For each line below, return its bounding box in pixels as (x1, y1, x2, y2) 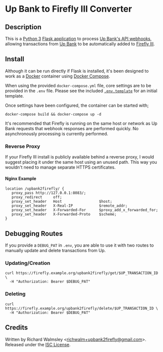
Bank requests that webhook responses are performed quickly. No (5, 125, 139, 131)
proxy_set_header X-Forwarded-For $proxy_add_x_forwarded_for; (11, 208, 159, 213)
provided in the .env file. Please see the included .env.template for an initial (5, 88, 158, 94)
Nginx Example (5, 176, 37, 181)
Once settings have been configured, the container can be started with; (5, 102, 149, 108)
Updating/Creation (5, 260, 50, 267)
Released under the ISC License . (5, 341, 71, 347)
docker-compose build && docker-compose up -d (5, 112, 102, 117)
